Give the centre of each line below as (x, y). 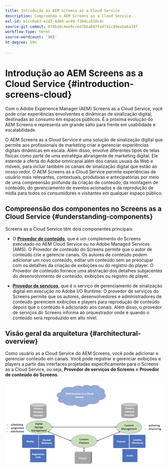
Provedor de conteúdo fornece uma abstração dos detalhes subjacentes (87, 270)
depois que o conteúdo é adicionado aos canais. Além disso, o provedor (87, 307)
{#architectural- (115, 334)
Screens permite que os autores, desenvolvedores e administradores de (87, 296)
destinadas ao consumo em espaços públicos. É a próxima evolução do (79, 119)
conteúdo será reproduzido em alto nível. (55, 318)
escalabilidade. (21, 130)
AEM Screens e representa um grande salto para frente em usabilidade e (80, 124)
